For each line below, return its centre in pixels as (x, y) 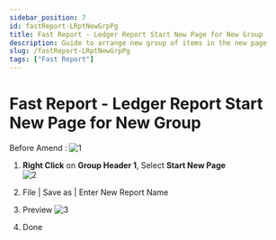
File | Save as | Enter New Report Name (95, 192)
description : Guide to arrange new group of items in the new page (138, 43)
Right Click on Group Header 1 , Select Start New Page (124, 165)
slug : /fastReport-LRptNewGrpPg (70, 51)
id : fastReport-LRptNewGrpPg (64, 26)
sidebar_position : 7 (48, 18)
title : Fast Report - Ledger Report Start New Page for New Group (136, 34)
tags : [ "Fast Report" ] (52, 59)
